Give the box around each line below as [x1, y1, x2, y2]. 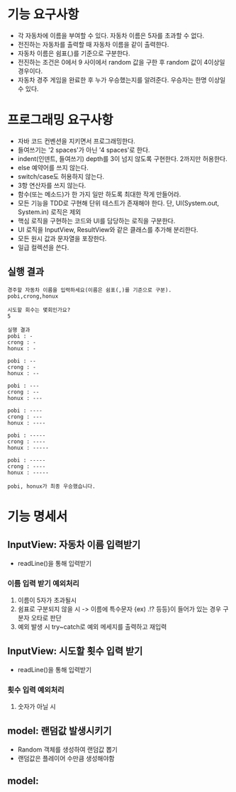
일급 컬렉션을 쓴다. [17, 242, 69, 252]
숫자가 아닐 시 [17, 703, 56, 711]
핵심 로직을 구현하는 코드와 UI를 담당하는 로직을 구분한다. [17, 216, 176, 225]
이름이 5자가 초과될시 [17, 596, 77, 604]
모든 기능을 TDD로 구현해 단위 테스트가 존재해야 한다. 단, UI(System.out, [17, 199, 220, 207]
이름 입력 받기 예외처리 [7, 579, 80, 589]
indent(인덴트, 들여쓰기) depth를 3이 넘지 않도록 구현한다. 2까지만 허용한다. [17, 154, 228, 163]
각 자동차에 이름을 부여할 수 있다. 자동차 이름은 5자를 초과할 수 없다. [17, 31, 205, 40]
